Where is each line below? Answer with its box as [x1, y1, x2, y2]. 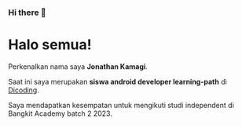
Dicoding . [8, 85, 39, 95]
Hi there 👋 [8, 7, 47, 18]
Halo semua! [8, 36, 92, 54]
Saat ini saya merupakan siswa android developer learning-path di [8, 77, 228, 86]
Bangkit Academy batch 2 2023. [8, 109, 112, 118]
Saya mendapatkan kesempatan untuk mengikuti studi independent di [8, 100, 234, 110]
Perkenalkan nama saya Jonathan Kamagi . [8, 62, 148, 71]
